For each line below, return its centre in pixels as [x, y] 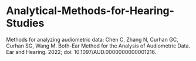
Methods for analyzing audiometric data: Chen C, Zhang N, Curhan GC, [92, 39]
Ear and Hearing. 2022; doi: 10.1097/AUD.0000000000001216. [81, 52]
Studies [25, 23]
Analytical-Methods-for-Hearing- [90, 11]
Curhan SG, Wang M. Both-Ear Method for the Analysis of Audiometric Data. [98, 46]
